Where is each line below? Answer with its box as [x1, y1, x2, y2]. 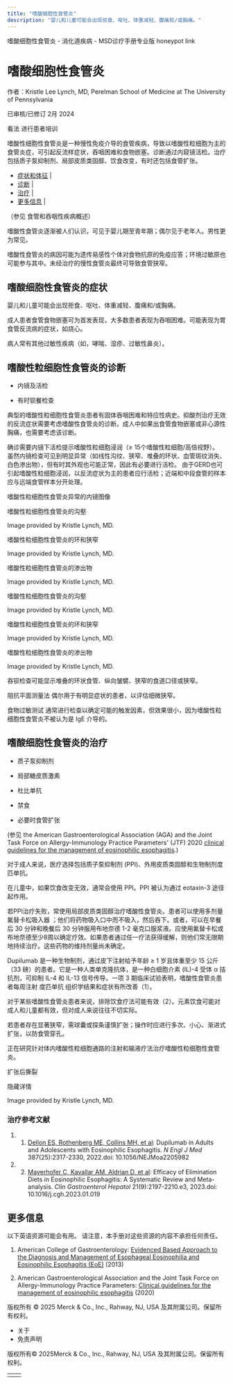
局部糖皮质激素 [17, 772, 60, 780]
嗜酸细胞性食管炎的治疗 [7, 737, 107, 749]
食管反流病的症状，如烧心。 [7, 324, 87, 333]
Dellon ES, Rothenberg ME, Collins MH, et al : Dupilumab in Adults [27, 1138, 214, 1147]
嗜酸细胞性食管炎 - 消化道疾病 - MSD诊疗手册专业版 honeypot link [7, 36, 196, 45]
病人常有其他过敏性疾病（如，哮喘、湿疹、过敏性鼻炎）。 [7, 340, 169, 348]
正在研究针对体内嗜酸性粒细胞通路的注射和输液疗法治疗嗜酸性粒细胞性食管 [7, 1044, 220, 1052]
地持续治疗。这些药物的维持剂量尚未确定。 [7, 942, 129, 950]
